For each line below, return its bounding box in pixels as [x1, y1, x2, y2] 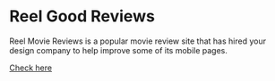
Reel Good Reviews [9, 6, 155, 27]
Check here [9, 62, 52, 73]
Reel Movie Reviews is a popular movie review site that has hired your [9, 36, 267, 46]
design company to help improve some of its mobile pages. [9, 45, 228, 55]
